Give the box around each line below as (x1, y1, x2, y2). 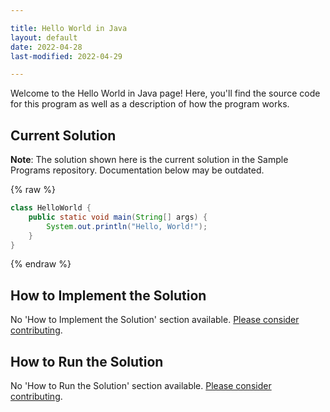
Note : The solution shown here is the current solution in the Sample (10, 154, 289, 166)
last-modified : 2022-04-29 (10, 51, 123, 61)
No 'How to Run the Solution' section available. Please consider (10, 380, 272, 392)
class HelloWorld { (10, 203, 92, 213)
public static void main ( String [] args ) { (28, 212, 208, 222)
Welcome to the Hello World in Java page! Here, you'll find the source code (10, 87, 321, 100)
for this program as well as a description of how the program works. (10, 98, 290, 110)
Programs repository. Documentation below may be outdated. (10, 164, 265, 176)
